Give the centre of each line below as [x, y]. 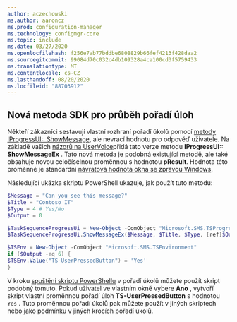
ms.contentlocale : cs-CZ [44, 73]
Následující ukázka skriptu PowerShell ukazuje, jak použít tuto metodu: [110, 183]
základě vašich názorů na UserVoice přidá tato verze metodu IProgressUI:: [116, 147]
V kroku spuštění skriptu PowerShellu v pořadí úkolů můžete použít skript [114, 280]
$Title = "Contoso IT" [41, 202]
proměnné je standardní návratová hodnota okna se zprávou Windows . [110, 169]
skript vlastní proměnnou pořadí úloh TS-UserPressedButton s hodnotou [114, 296]
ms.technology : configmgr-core [53, 34]
